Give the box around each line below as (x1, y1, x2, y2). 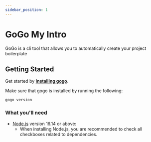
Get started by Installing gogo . (5, 78, 69, 84)
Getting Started (5, 65, 54, 73)
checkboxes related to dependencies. (19, 131, 98, 137)
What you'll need (5, 109, 47, 116)
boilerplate (5, 50, 27, 56)
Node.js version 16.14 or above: (12, 121, 76, 127)
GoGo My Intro (5, 28, 67, 40)
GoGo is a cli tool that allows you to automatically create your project (5, 45, 147, 51)
